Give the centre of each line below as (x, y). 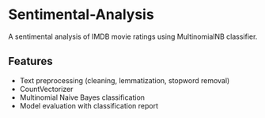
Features (30, 61)
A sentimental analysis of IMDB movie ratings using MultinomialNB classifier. (133, 36)
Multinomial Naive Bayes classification (82, 97)
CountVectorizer (46, 89)
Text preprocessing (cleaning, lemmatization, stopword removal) (125, 80)
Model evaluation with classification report (89, 105)
